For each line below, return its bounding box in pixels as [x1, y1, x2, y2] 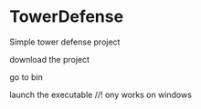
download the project [9, 54, 90, 64]
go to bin [9, 71, 43, 83]
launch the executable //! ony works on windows [9, 89, 192, 100]
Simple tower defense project [9, 36, 121, 47]
